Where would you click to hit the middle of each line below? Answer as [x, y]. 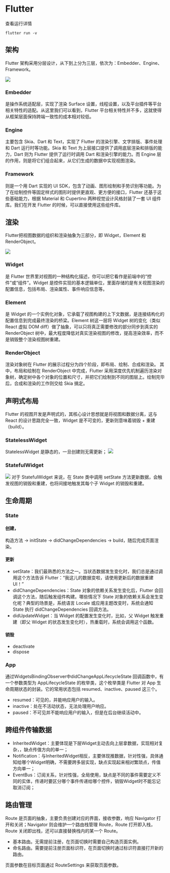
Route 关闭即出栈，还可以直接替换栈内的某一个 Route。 [63, 830]
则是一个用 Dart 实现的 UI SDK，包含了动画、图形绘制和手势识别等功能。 [81, 186]
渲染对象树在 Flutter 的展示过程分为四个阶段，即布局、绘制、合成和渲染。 [82, 365]
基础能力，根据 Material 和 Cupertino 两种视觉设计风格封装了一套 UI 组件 [85, 199]
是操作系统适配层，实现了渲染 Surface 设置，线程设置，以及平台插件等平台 [83, 104]
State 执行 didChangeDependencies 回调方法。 [62, 609]
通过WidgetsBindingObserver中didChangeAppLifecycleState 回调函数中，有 [84, 676]
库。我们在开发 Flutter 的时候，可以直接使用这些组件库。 [64, 205]
